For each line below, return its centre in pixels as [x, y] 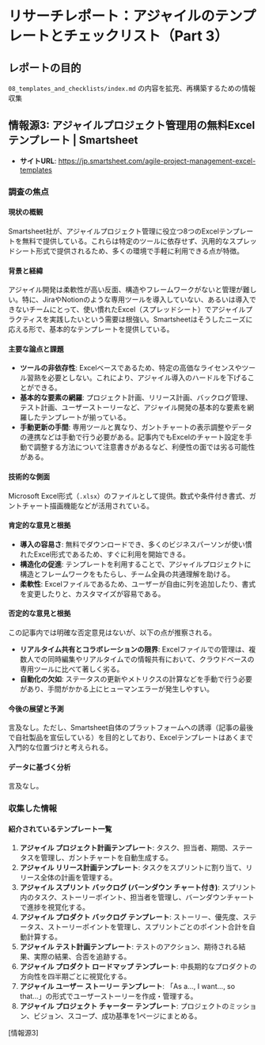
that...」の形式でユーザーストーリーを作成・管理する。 [108, 996]
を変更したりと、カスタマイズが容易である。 [92, 594]
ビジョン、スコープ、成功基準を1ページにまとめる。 [117, 1016]
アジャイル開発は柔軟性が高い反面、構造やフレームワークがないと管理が [126, 290]
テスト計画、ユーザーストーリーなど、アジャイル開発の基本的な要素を [133, 408]
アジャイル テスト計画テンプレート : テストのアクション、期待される [129, 947]
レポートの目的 [45, 68]
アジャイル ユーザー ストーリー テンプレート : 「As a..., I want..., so [127, 986]
